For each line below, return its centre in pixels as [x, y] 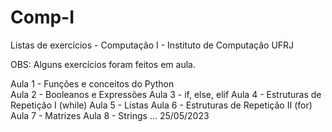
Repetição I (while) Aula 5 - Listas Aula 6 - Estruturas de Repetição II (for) [161, 105]
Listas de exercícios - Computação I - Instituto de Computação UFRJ [152, 45]
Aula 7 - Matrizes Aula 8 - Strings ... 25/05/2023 [110, 115]
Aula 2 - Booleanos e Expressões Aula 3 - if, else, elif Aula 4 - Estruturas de [166, 94]
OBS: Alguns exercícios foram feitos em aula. [103, 64]
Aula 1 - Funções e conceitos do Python [92, 83]
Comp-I [42, 17]
